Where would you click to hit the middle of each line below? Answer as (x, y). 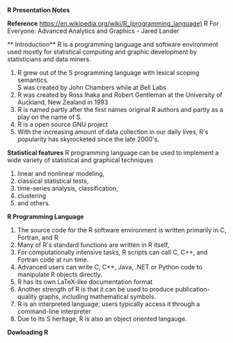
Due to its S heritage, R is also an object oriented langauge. (102, 319)
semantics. (33, 80)
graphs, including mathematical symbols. (97, 296)
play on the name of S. (49, 117)
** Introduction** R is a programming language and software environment (113, 44)
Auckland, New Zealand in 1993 (63, 102)
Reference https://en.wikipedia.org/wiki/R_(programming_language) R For (113, 23)
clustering (32, 196)
